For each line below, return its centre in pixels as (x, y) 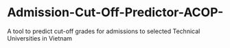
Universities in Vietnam (40, 38)
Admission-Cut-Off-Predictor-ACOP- (115, 13)
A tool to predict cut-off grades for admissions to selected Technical (104, 31)
